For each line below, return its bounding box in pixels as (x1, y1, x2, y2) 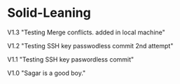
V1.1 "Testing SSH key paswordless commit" (7, 55, 134, 64)
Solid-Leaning (7, 5, 91, 21)
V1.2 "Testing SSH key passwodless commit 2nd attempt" (7, 41, 174, 50)
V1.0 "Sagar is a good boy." (7, 69, 86, 77)
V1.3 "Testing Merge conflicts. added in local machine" (7, 28, 166, 36)
